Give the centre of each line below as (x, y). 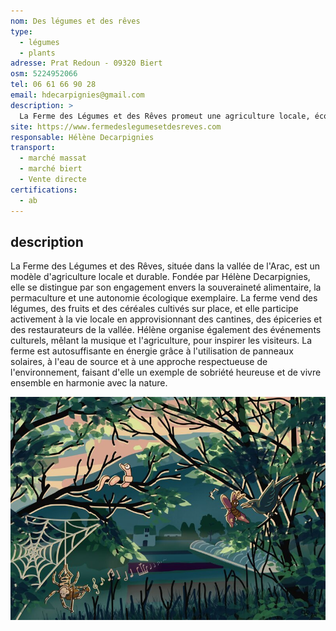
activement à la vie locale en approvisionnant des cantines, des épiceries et (166, 319)
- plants (37, 53)
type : (21, 31)
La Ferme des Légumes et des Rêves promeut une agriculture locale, (165, 116)
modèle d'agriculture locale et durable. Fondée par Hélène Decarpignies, (160, 277)
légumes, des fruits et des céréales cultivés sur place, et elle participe (154, 309)
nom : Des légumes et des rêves (75, 21)
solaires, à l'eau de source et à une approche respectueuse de (139, 362)
